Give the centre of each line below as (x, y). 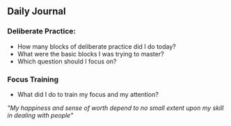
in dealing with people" (40, 115)
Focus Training (33, 79)
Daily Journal (37, 11)
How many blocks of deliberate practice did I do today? (96, 46)
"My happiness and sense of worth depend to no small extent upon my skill (115, 108)
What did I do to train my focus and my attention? (88, 94)
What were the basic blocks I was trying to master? (91, 54)
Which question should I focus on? (67, 61)
